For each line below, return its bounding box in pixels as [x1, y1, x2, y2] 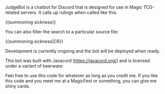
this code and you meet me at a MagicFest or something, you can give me [5, 78, 157, 84]
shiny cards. [5, 83, 30, 89]
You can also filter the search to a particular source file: [5, 29, 119, 34]
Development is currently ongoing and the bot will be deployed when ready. [5, 48, 161, 54]
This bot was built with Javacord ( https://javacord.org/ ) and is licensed [5, 58, 150, 64]
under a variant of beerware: [5, 63, 64, 69]
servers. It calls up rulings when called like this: [20, 9, 118, 15]
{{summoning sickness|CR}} [5, 38, 64, 44]
